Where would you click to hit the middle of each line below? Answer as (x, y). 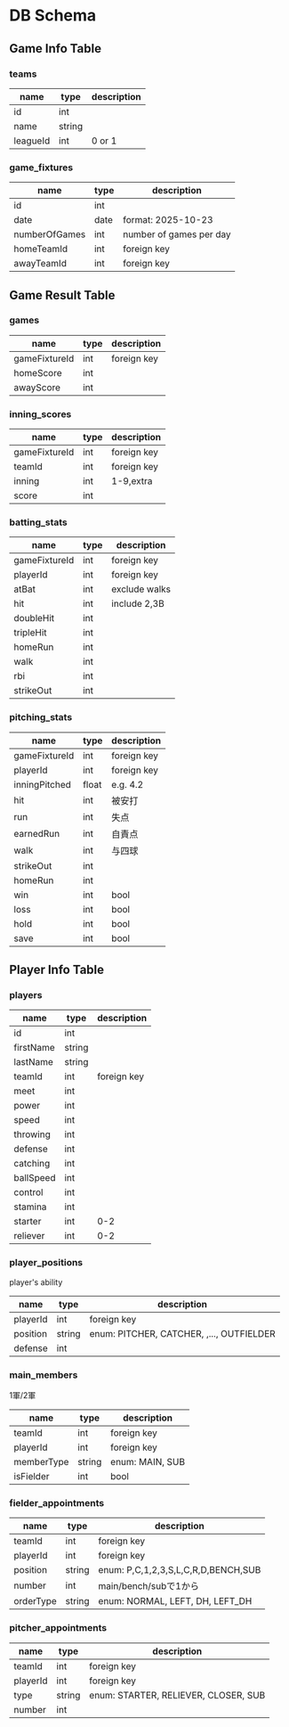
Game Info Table (56, 49)
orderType (36, 1601)
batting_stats (39, 522)
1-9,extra (132, 481)
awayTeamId (40, 264)
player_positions (46, 1263)
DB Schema (53, 16)
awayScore (37, 387)
